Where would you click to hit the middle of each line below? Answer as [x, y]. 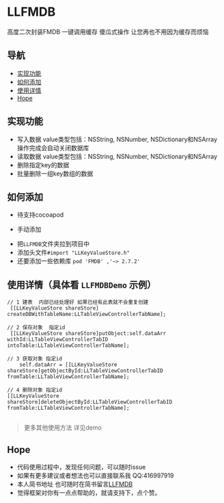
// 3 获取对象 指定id [35, 359]
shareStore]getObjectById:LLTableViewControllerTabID [85, 371]
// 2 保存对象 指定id [36, 328]
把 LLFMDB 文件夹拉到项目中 [53, 244]
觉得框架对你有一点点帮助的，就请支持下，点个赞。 [89, 493]
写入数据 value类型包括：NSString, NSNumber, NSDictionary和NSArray [117, 139]
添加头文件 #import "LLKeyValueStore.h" [73, 253]
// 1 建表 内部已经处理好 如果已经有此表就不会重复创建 [78, 302]
